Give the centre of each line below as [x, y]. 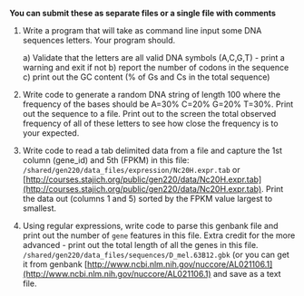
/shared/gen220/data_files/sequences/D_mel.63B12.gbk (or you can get [156, 254]
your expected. [51, 133]
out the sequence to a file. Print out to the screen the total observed [149, 114]
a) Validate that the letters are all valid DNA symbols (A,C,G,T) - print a [154, 57]
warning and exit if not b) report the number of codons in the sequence [156, 67]
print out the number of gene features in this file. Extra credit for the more [159, 235]
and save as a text [247, 274]
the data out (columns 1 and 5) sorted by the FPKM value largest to [147, 199]
